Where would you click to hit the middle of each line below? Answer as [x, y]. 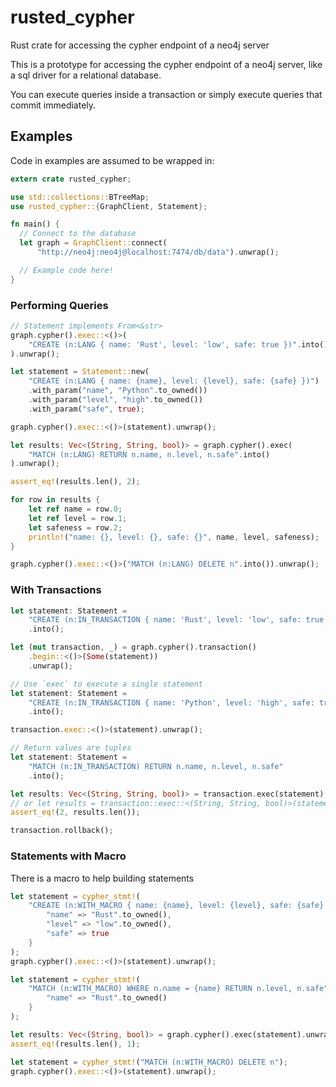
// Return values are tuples [71, 748]
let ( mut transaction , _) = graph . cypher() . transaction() [133, 647]
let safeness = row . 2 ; [75, 527]
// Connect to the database [78, 234]
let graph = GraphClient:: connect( [93, 243]
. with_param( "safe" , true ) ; [86, 409]
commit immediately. [53, 105]
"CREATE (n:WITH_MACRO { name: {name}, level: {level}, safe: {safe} [176, 906]
